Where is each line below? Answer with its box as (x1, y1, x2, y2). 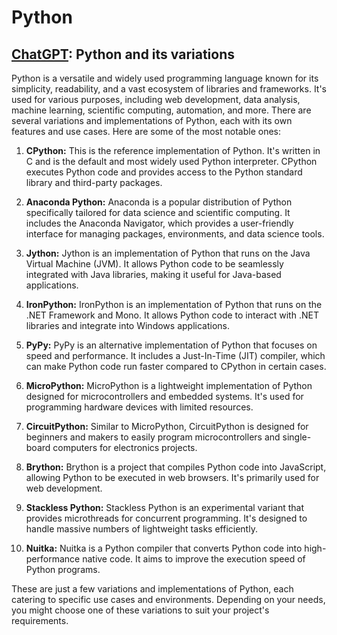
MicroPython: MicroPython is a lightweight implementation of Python (25, 380, 313, 391)
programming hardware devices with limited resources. (25, 401, 254, 413)
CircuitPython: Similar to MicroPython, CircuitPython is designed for (25, 421, 309, 432)
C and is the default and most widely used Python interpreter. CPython (25, 156, 318, 167)
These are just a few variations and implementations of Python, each (11, 583, 294, 595)
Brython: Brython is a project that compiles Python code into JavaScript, (25, 461, 327, 473)
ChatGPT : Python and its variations (11, 46, 236, 63)
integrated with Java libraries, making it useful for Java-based (25, 269, 282, 280)
